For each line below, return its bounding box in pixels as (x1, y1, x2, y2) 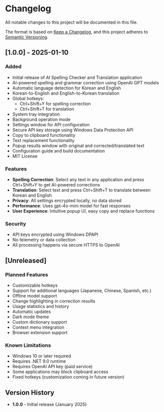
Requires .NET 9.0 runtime (12, 358, 66, 364)
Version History (5, 388, 54, 397)
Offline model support (12, 293, 57, 299)
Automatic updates (12, 308, 51, 314)
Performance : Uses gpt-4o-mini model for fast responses (12, 203, 131, 209)
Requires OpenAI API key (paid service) (12, 364, 93, 370)
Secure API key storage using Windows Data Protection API (12, 127, 133, 133)
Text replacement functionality (12, 137, 75, 143)
